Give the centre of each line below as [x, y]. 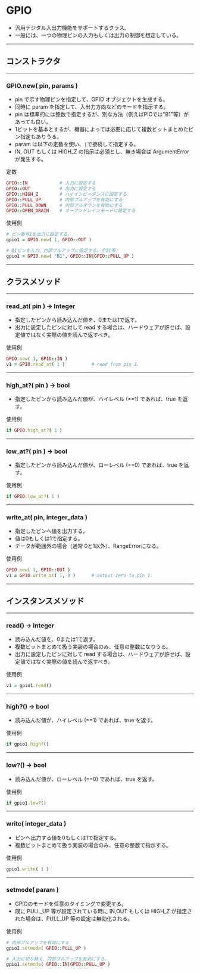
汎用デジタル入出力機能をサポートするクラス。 [72, 27]
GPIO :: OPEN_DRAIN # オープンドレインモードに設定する [71, 211]
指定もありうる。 [41, 137]
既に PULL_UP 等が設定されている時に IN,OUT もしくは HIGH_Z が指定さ [103, 911]
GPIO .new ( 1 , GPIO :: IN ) [37, 359]
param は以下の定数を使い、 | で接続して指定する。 [77, 144]
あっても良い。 [33, 122]
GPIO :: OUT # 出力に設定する [51, 189]
